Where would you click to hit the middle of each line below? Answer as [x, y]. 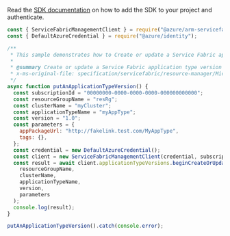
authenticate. [26, 17]
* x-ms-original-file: [42, 74]
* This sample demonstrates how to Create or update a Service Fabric [113, 55]
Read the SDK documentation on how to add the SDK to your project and [110, 10]
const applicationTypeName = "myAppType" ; [75, 112]
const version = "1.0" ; [47, 118]
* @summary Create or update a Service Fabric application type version [116, 68]
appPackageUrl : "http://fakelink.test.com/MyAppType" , [99, 131]
